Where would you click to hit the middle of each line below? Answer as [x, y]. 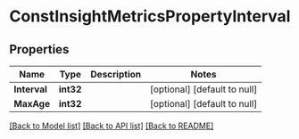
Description [116, 74]
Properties [39, 49]
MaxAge [32, 104]
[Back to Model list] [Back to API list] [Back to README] [112, 126]
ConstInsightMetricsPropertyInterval [150, 16]
